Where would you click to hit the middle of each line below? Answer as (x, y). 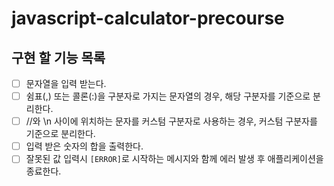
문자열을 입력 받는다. (66, 83)
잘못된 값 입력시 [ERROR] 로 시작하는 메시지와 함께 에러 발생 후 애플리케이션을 (174, 159)
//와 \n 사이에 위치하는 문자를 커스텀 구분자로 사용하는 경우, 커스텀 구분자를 (171, 121)
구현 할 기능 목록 (58, 57)
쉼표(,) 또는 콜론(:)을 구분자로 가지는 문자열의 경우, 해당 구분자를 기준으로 (168, 96)
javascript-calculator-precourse (148, 18)
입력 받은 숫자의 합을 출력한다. (84, 146)
